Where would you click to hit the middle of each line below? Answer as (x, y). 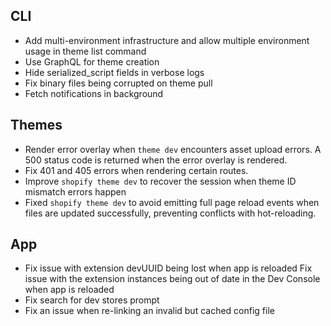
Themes (36, 125)
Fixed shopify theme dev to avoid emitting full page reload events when (172, 202)
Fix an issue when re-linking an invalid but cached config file (149, 311)
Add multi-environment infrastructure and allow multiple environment (167, 40)
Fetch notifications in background (94, 93)
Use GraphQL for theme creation (92, 61)
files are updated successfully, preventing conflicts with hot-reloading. (170, 213)
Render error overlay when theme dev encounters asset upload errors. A (173, 149)
